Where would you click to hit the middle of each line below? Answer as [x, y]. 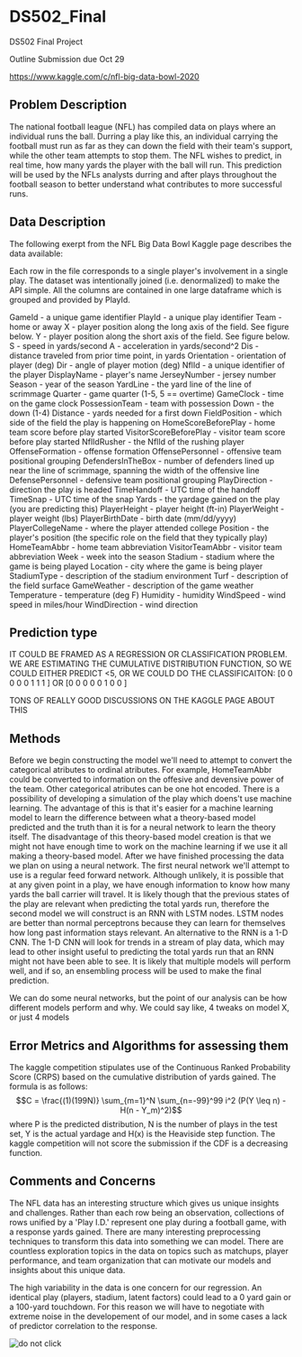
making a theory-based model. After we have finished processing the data [147, 856]
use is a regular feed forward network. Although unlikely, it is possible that [147, 876]
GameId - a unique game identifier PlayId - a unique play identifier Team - [146, 316]
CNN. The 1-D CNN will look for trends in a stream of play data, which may [147, 942]
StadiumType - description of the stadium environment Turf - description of [149, 575]
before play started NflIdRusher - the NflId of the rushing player [127, 441]
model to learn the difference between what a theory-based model [133, 818]
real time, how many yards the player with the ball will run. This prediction [146, 165]
